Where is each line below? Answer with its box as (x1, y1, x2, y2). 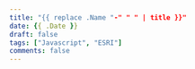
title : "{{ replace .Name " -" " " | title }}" (9, 13, 187, 22)
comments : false (9, 47, 70, 56)
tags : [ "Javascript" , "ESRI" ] (9, 38, 123, 47)
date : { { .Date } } (9, 22, 78, 30)
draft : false (9, 30, 58, 39)
